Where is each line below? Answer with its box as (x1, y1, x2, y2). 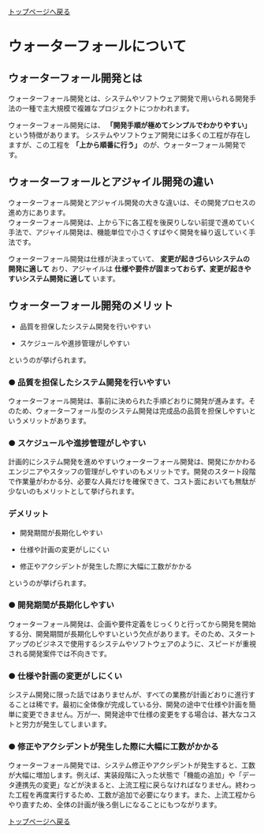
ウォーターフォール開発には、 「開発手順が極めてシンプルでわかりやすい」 (8, 121, 251, 129)
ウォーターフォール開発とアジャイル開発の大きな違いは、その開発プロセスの (8, 197, 256, 207)
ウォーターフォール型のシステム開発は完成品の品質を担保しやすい (35, 406, 250, 415)
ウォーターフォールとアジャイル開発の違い (8, 175, 214, 189)
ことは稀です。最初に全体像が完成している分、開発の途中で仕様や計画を (14, 700, 250, 709)
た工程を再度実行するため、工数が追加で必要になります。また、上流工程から (8, 790, 256, 800)
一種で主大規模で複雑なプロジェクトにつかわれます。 (21, 103, 194, 113)
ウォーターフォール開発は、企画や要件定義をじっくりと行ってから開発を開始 (8, 619, 256, 629)
